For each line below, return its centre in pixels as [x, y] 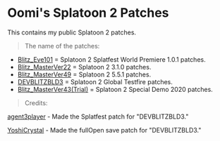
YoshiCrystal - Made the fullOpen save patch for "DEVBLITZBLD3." [104, 130]
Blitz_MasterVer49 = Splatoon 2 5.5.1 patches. [84, 74]
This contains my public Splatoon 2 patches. [72, 32]
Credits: [36, 102]
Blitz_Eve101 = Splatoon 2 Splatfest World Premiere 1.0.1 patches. [111, 59]
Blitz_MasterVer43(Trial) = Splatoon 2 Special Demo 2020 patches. [115, 89]
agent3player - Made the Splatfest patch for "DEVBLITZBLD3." [98, 116]
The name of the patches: [62, 46]
